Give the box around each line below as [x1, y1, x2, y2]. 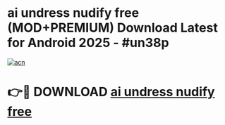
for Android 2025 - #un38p [7, 35, 169, 51]
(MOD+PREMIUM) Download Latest [7, 20, 219, 36]
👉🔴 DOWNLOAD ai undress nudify [7, 84, 215, 100]
